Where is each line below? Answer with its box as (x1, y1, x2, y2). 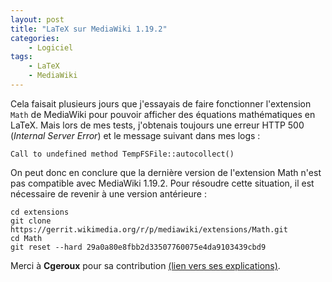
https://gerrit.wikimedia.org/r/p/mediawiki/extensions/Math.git (10, 224, 288, 235)
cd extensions (10, 207, 70, 217)
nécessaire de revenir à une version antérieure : (10, 187, 207, 200)
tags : (10, 52, 33, 62)
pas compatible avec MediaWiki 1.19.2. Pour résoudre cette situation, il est (10, 177, 315, 189)
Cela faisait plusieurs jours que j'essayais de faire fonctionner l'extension (10, 97, 312, 110)
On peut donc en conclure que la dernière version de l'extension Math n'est (10, 166, 322, 178)
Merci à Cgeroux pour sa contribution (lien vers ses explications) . (10, 259, 281, 271)
